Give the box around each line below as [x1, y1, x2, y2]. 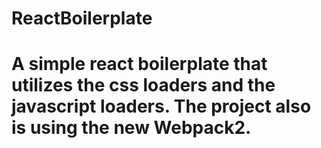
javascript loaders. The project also [11, 95, 312, 118]
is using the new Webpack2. [11, 117, 252, 139]
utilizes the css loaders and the [11, 74, 276, 97]
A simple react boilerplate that [11, 53, 268, 76]
